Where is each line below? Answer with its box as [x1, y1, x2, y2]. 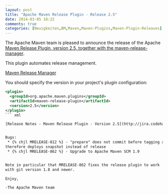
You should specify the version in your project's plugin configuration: [5, 80, 147, 86]
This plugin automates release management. [5, 60, 97, 66]
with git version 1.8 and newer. [5, 167, 75, 172]
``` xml [5, 112, 21, 118]
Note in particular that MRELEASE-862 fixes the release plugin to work [5, 162, 160, 167]
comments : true [5, 21, 37, 27]
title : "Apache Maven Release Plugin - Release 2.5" [5, 12, 117, 17]
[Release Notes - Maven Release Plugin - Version [5, 121, 111, 127]
